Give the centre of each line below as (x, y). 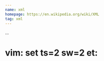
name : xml (15, 10)
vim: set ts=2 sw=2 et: (52, 53)
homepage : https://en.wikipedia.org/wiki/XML (52, 14)
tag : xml (14, 19)
